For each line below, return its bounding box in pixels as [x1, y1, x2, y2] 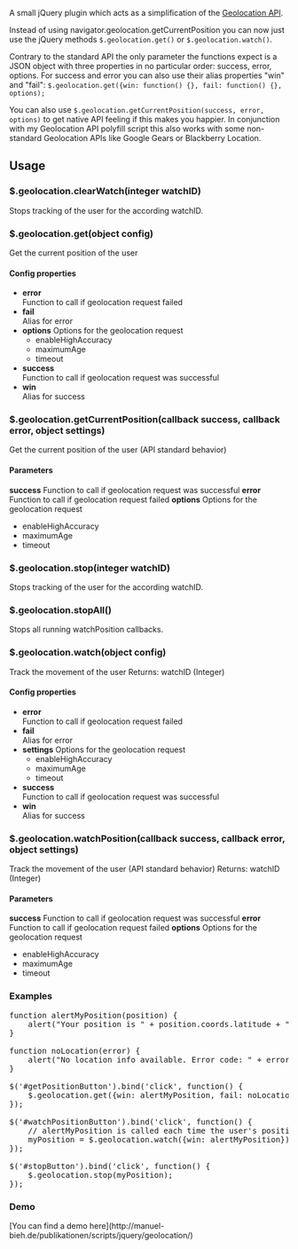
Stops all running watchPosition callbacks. [9, 624, 164, 635]
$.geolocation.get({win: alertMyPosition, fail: [27, 1090, 244, 1100]
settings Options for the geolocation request [21, 744, 186, 755]
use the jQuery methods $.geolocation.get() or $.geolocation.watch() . [9, 35, 273, 44]
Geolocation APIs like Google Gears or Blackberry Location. [43, 133, 262, 143]
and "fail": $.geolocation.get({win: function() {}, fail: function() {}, [9, 80, 282, 90]
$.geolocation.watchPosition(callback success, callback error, [9, 832, 286, 844]
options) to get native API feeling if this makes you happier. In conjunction [9, 114, 280, 124]
